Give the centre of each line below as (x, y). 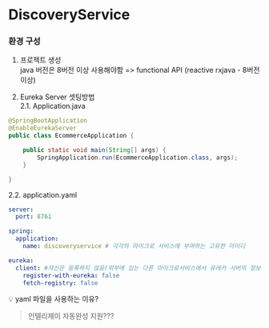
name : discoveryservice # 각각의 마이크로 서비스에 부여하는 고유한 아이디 (134, 246)
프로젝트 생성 (40, 60)
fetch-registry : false (60, 283)
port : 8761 (34, 217)
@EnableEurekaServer (43, 128)
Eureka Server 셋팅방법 (57, 97)
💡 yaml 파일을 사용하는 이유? (53, 299)
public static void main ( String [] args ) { (94, 150)
